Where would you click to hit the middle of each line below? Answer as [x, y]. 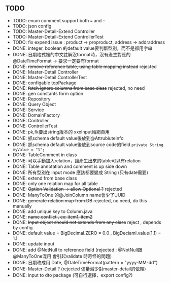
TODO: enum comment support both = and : [59, 20]
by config [23, 227]
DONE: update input [33, 243]
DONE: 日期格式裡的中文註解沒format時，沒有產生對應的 [72, 54]
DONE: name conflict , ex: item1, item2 [53, 217]
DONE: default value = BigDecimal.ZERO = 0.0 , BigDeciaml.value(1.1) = [87, 233]
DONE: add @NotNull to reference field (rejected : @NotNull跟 [77, 250]
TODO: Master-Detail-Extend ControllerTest [58, 37]
